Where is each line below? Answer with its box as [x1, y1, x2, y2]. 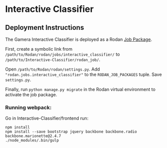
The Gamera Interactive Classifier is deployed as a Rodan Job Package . [5, 36, 152, 42]
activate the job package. [5, 92, 57, 97]
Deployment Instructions [5, 23, 84, 32]
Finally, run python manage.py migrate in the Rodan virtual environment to [5, 86, 156, 92]
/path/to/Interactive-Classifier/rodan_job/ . [5, 57, 101, 63]
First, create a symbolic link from [5, 46, 73, 52]
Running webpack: [5, 104, 52, 111]
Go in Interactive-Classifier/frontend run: [5, 115, 89, 121]
